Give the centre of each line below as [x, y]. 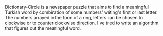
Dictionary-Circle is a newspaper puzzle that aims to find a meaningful [77, 7]
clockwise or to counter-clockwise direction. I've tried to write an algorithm [82, 23]
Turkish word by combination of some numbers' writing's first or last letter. [81, 12]
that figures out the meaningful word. [43, 28]
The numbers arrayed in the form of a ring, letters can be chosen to [74, 18]
